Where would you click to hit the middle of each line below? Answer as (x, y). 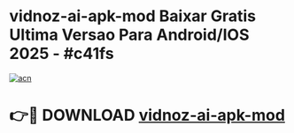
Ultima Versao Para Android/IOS (129, 35)
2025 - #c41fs (62, 54)
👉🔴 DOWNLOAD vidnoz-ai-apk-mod (147, 115)
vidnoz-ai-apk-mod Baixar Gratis (133, 16)
